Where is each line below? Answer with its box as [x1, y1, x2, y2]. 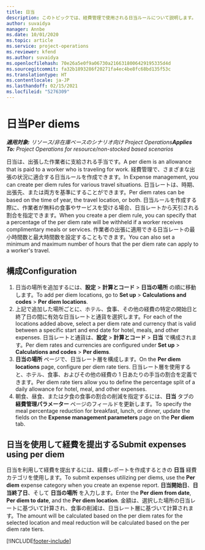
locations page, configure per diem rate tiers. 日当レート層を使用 [15, 363, 181, 371]
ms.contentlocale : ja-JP [6, 77, 70, 83]
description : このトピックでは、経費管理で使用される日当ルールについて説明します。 [6, 15, 196, 21]
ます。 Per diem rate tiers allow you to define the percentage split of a [20, 378, 196, 386]
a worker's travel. [6, 246, 50, 254]
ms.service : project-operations [6, 43, 89, 50]
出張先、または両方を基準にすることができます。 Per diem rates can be [6, 188, 185, 196]
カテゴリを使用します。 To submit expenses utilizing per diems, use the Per [6, 474, 196, 481]
